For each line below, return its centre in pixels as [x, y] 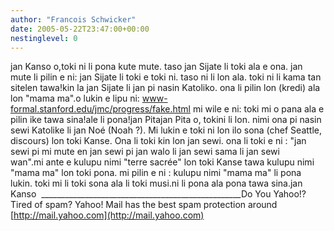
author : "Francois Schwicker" [73, 19]
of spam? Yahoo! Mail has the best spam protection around [156, 205]
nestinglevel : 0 [44, 38]
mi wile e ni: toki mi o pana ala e [258, 109]
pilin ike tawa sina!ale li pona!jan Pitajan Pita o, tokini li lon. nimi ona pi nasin [166, 120]
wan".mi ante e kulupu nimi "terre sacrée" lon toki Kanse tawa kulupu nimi [162, 162]
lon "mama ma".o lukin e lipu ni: [75, 98]
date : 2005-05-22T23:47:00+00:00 [80, 29]
